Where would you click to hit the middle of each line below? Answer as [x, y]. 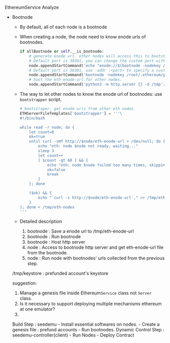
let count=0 [42, 132]
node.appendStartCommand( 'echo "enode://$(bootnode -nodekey [95, 65]
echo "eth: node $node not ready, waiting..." [88, 146]
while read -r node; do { [47, 127]
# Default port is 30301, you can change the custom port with [97, 61]
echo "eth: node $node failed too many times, [97, 165]
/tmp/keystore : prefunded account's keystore [60, 274]
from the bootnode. [47, 253]
